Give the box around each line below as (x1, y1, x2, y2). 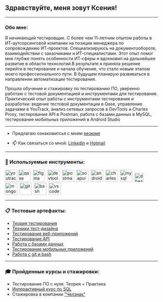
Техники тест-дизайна (12, 225, 58, 231)
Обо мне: (5, 24, 28, 31)
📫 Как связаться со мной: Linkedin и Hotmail (12, 140, 106, 146)
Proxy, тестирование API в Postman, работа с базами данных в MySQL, (5, 111, 152, 117)
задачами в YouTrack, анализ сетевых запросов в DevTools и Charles (5, 106, 148, 112)
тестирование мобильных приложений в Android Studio (5, 116, 120, 123)
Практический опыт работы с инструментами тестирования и (5, 96, 134, 102)
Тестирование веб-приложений (12, 230, 79, 237)
